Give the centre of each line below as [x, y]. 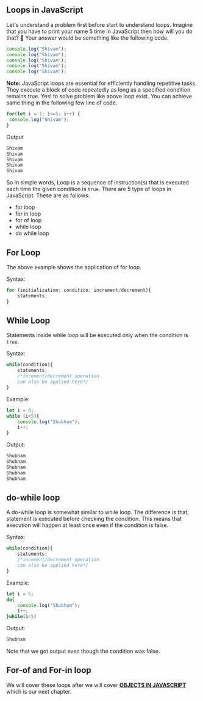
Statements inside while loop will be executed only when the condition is [97, 335]
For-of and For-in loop [49, 670]
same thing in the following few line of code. [62, 103]
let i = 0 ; [20, 410]
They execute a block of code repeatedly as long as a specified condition [98, 90]
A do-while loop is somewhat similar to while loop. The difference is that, [98, 512]
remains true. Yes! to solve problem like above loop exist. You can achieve [99, 96]
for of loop [28, 220]
